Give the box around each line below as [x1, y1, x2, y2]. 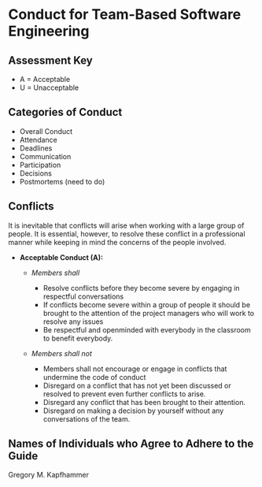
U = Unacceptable [19, 83, 79, 92]
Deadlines [19, 143, 53, 153]
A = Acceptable [19, 75, 71, 84]
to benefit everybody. [42, 333, 113, 343]
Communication [19, 151, 72, 161]
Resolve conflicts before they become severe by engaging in [42, 283, 240, 292]
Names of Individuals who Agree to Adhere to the [8, 437, 254, 451]
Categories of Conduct [8, 106, 123, 119]
